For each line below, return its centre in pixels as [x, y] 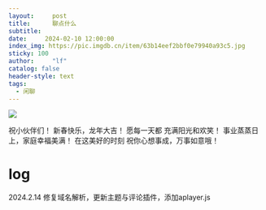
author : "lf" [38, 62]
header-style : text [41, 76]
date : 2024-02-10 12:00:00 [61, 39]
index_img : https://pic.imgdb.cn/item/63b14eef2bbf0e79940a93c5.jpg [127, 46]
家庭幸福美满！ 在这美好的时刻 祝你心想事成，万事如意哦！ [121, 141]
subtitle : [25, 31]
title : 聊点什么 [43, 24]
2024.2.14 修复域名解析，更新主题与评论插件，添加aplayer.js [109, 197]
